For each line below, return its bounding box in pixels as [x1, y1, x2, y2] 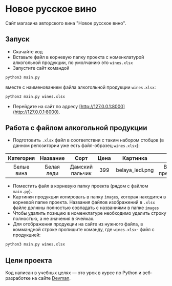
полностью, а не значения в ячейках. [12, 216, 95, 222]
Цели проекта [5, 256, 52, 264]
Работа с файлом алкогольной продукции [5, 124, 147, 132]
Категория [8, 155, 35, 162]
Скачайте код [12, 48, 43, 54]
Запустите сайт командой [12, 65, 70, 71]
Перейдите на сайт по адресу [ [12, 103, 81, 109]
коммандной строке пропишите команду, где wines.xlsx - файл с [12, 227, 155, 233]
